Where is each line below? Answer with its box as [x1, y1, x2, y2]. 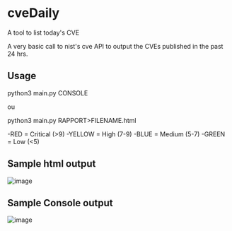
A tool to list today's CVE [7, 28, 80, 37]
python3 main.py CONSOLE [7, 88, 88, 97]
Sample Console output [7, 196, 113, 209]
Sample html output [7, 158, 96, 170]
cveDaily [7, 5, 60, 21]
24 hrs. [7, 49, 28, 58]
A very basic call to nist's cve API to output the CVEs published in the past [7, 42, 224, 50]
